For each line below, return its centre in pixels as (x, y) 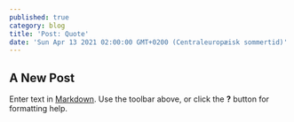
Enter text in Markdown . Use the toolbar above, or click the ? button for (139, 99)
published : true (39, 17)
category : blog (37, 26)
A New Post (42, 77)
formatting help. (39, 109)
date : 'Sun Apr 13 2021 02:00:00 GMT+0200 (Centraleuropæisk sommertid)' (149, 42)
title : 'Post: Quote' (49, 34)
